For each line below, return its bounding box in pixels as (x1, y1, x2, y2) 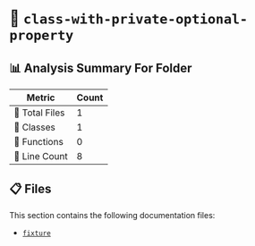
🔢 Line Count (13, 150, 69, 162)
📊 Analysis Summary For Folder (9, 60, 192, 75)
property (9, 27, 74, 44)
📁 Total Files (13, 106, 65, 119)
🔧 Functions (13, 136, 64, 148)
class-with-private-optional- (23, 11, 249, 28)
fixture (21, 228, 51, 238)
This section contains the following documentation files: (9, 209, 216, 220)
